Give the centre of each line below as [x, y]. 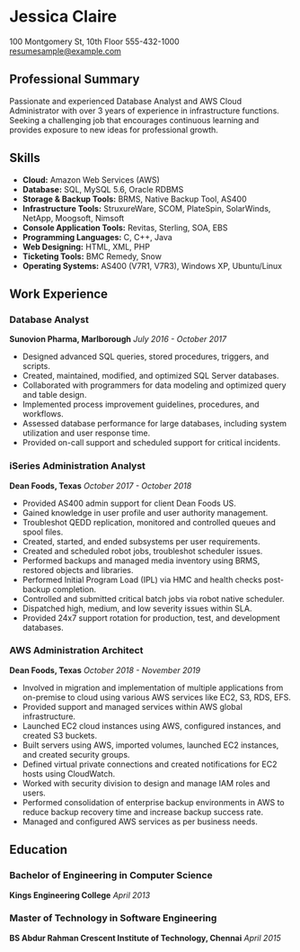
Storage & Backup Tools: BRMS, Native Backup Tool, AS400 [134, 199]
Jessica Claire [63, 17]
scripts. [36, 366]
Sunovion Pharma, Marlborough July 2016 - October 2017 [118, 339]
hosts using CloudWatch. [69, 773]
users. [34, 793]
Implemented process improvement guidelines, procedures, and [141, 404]
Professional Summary [75, 80]
